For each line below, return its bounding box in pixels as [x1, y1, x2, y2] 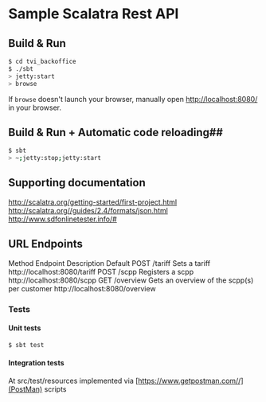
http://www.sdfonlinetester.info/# [8, 214, 117, 224]
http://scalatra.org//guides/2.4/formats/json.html [8, 205, 169, 215]
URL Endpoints [8, 237, 84, 251]
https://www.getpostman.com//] [138, 376, 244, 385]
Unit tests [8, 323, 41, 333]
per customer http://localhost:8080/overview [8, 283, 157, 293]
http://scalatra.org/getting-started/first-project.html [8, 197, 178, 207]
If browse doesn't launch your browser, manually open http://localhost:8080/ [8, 94, 258, 103]
